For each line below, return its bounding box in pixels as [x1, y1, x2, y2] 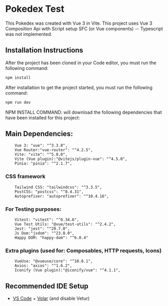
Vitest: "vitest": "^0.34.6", [14, 217, 80, 222]
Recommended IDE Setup [5, 281, 89, 291]
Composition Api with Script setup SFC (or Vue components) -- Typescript [5, 25, 163, 31]
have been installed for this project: [5, 114, 80, 121]
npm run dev [5, 100, 31, 105]
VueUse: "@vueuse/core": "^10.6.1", [14, 259, 94, 264]
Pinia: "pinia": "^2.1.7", [14, 161, 72, 166]
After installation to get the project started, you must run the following [5, 84, 153, 91]
